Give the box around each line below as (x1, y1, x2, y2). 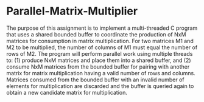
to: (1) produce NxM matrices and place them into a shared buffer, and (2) (6, 56, 191, 64)
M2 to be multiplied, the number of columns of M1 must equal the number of (6, 44, 198, 51)
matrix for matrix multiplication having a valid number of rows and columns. (6, 69, 196, 76)
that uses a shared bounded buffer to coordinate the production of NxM (6, 30, 186, 38)
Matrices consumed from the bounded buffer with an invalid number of (6, 76, 185, 83)
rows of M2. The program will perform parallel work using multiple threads (6, 50, 193, 57)
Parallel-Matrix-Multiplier (6, 4, 138, 18)
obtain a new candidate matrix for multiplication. (6, 89, 128, 96)
